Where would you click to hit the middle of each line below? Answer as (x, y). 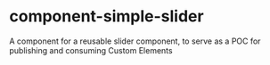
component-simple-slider (106, 16)
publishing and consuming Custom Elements (91, 50)
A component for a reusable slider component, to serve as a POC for (135, 41)
